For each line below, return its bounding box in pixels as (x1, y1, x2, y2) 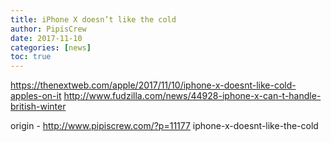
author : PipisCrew (10, 24, 87, 34)
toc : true (10, 52, 52, 62)
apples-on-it (10, 90, 62, 102)
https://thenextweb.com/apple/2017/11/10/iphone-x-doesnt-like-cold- (10, 79, 297, 91)
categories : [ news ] (10, 42, 92, 53)
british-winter (10, 101, 67, 113)
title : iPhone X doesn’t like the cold (10, 14, 177, 25)
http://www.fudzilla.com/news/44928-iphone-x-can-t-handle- (63, 90, 322, 102)
